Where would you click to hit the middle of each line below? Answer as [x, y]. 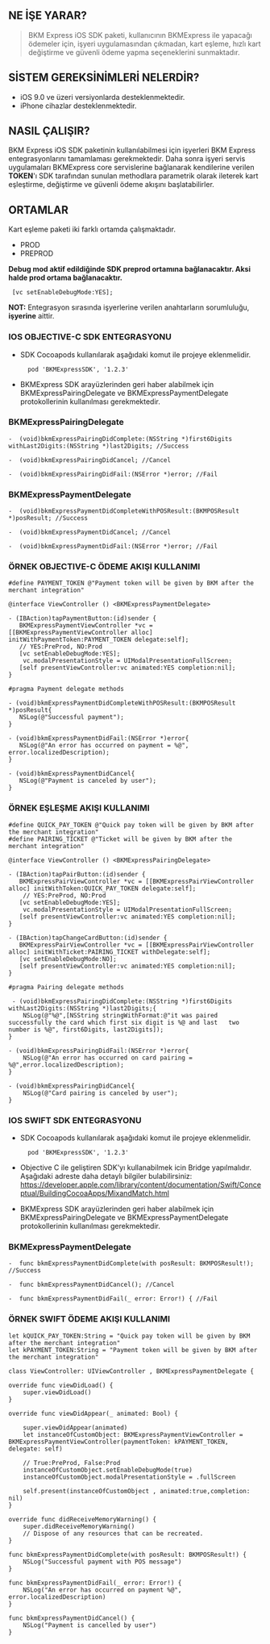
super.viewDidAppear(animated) [75, 1428]
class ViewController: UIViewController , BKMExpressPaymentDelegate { [131, 1371]
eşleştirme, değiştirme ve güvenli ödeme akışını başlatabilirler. [112, 185]
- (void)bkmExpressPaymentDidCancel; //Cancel [90, 533]
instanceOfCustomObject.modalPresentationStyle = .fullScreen [129, 1477]
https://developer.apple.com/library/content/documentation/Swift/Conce [141, 1185]
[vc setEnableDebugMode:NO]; [68, 959]
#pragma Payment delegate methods [66, 689]
